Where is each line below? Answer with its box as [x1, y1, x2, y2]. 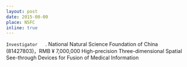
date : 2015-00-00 [6, 14, 49, 20]
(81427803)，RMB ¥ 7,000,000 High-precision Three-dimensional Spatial [6, 48, 182, 55]
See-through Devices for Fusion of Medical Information [6, 54, 139, 61]
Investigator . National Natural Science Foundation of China [6, 41, 158, 48]
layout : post [6, 8, 38, 15]
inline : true [6, 24, 38, 31]
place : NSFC [6, 19, 35, 25]
